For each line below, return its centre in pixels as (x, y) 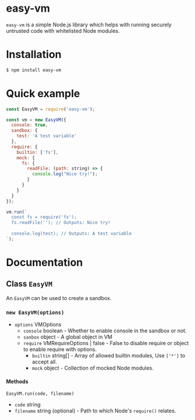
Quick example (43, 93)
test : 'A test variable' (47, 136)
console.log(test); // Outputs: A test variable (72, 234)
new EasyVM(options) (35, 312)
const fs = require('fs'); (44, 217)
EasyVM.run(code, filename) (40, 394)
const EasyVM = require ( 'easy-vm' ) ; (51, 109)
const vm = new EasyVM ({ (36, 120)
